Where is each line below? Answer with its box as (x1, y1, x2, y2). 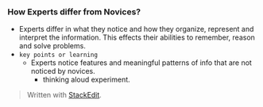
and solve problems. (18, 41, 87, 51)
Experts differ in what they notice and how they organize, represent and (18, 25, 254, 34)
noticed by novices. (30, 67, 96, 76)
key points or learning (18, 51, 99, 59)
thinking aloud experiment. (42, 75, 130, 85)
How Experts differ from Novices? (7, 6, 141, 17)
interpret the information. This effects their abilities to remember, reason (18, 32, 256, 42)
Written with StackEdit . (26, 90, 102, 100)
